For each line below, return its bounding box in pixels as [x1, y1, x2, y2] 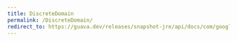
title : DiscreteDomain [7, 10, 74, 17]
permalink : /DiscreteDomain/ [7, 17, 93, 24]
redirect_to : [7, 23, 46, 30]
